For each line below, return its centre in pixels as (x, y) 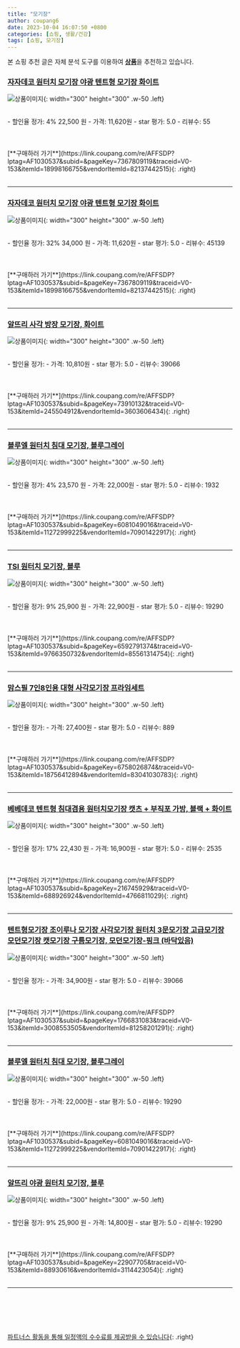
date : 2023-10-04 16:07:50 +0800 (57, 27)
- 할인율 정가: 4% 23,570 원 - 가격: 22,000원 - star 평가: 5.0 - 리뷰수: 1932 (114, 485)
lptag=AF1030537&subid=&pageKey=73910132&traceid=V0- (96, 404)
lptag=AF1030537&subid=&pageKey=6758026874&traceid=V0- (101, 767)
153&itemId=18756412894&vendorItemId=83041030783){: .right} (103, 774)
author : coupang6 (33, 21)
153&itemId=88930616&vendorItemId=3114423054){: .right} (96, 1270)
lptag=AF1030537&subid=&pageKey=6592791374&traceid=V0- (100, 646)
